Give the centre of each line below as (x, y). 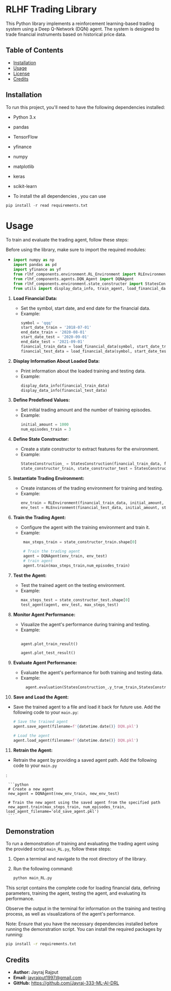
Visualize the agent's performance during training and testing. (85, 624)
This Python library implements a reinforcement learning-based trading (80, 23)
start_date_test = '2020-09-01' (55, 337)
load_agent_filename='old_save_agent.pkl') (53, 811)
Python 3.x (24, 117)
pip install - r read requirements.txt (47, 205)
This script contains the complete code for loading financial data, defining (83, 888)
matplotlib (24, 166)
